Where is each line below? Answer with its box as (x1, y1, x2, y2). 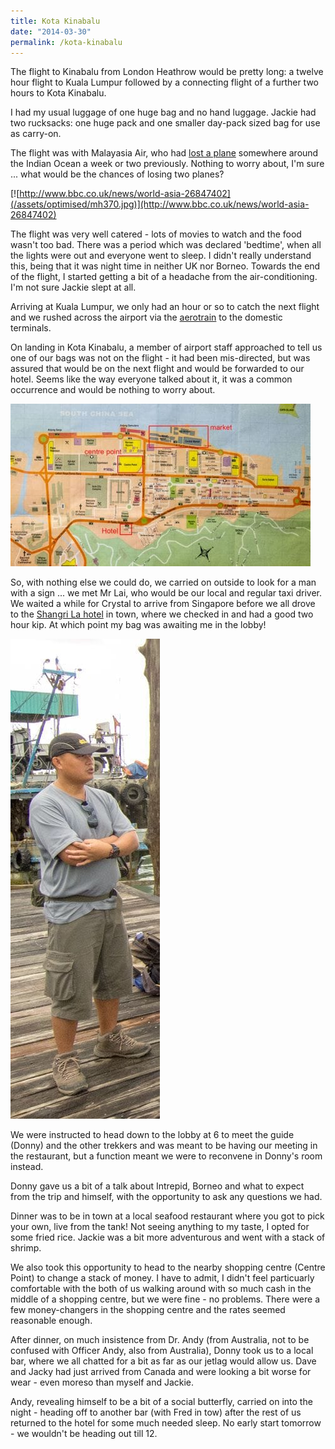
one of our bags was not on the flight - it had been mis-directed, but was (10, 352, 311, 364)
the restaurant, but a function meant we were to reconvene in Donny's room (10, 1150, 323, 1162)
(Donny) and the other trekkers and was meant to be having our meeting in (10, 1140, 318, 1152)
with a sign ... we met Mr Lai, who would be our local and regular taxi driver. (10, 587, 323, 599)
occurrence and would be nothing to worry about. (10, 384, 216, 396)
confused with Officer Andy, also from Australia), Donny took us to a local (10, 1345, 314, 1357)
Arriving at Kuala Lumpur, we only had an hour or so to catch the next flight (10, 301, 320, 313)
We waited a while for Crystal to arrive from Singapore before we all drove (10, 598, 316, 610)
